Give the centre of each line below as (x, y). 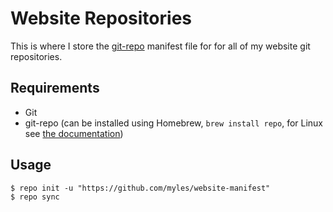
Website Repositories (101, 18)
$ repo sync (35, 197)
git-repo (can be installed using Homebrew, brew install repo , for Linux (174, 123)
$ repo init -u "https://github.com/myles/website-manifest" (140, 188)
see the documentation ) (74, 133)
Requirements (55, 88)
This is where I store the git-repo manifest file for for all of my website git (160, 46)
